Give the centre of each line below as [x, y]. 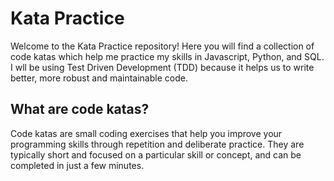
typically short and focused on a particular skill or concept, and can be [156, 154]
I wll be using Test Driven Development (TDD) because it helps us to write [162, 67]
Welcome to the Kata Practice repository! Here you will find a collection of [162, 46]
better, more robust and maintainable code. [99, 78]
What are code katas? [80, 109]
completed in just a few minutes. [77, 165]
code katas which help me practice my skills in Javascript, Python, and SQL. [167, 56]
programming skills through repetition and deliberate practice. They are [157, 144]
